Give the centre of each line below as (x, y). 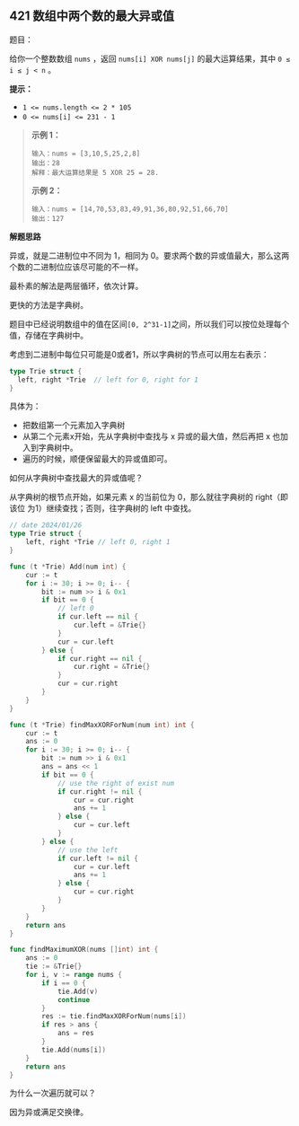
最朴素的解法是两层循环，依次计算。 (76, 286)
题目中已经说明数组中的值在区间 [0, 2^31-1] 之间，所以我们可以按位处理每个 (149, 324)
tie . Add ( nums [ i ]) (74, 1050)
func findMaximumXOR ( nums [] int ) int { (84, 950)
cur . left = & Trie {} (110, 625)
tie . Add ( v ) (78, 991)
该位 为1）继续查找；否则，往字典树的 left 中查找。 (103, 508)
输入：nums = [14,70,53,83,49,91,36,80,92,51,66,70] (130, 209)
